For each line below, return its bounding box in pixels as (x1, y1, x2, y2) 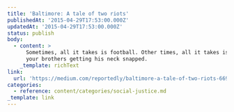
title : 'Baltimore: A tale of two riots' (7, 10, 130, 17)
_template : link (7, 95, 54, 102)
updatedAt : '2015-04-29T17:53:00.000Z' (7, 23, 123, 30)
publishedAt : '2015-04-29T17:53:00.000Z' (7, 17, 130, 24)
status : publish (7, 29, 54, 37)
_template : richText (19, 62, 79, 69)
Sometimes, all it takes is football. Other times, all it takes (25, 49, 219, 56)
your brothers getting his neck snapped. (25, 56, 148, 63)
